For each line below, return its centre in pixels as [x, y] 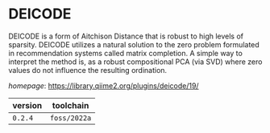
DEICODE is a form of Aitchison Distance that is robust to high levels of [126, 36]
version [27, 105]
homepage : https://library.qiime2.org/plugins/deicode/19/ [104, 86]
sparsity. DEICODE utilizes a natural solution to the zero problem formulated [134, 44]
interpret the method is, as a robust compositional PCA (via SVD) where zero [135, 62]
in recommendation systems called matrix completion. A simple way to [126, 53]
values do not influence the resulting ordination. [88, 70]
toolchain [71, 105]
